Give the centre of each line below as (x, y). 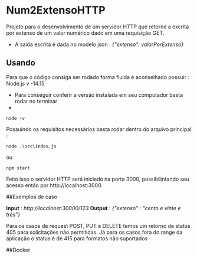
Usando (21, 63)
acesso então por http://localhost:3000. (55, 185)
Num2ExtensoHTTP (56, 10)
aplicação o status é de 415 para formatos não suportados (77, 238)
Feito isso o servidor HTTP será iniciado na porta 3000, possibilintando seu (98, 179)
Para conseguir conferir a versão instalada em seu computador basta (99, 94)
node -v (16, 118)
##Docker (18, 250)
